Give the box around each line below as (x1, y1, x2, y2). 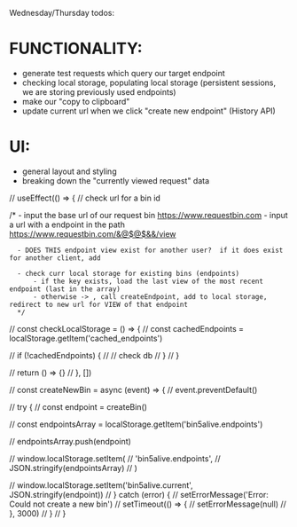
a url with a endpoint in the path (9, 219, 126, 230)
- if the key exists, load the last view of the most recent (32, 277, 264, 286)
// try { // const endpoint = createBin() (9, 401, 148, 412)
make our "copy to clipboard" (21, 96, 130, 106)
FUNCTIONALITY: (9, 39, 144, 59)
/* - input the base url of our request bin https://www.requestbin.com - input (9, 209, 288, 220)
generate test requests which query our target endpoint (21, 67, 226, 78)
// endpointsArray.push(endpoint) (9, 436, 131, 446)
